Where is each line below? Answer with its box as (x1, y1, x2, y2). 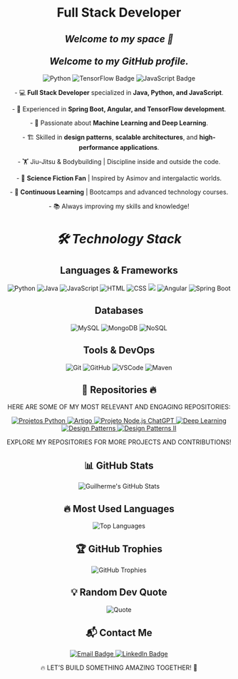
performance (78, 143, 119, 151)
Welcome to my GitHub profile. (48, 55, 190, 67)
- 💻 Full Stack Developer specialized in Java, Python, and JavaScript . (14, 88, 224, 96)
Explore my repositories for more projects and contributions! (6, 438, 232, 446)
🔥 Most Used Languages (63, 503, 175, 515)
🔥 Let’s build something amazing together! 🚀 (41, 663, 197, 672)
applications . (120, 143, 160, 151)
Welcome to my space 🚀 (64, 33, 174, 45)
